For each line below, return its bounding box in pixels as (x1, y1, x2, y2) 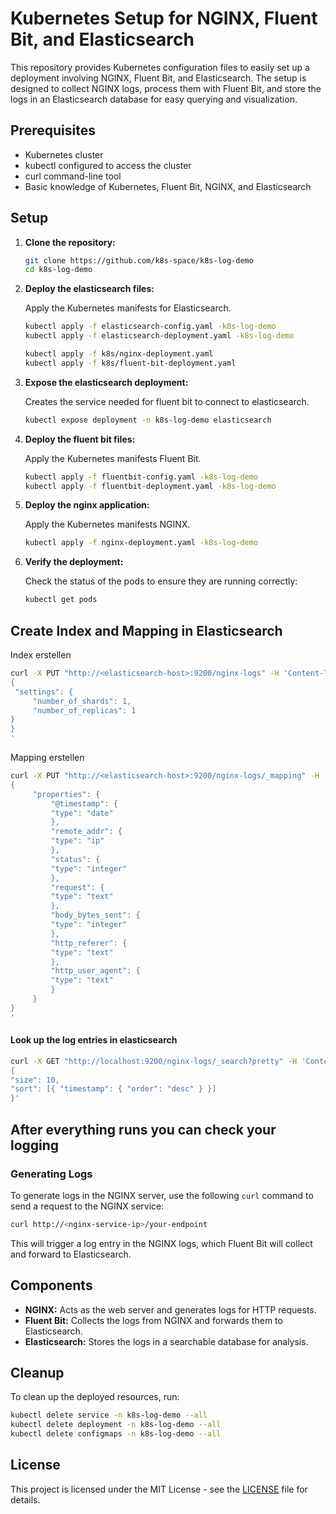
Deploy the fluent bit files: (24, 433, 136, 445)
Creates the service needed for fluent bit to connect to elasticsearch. (24, 395, 310, 407)
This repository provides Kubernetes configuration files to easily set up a (10, 61, 310, 73)
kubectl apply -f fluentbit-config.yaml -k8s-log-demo (24, 472, 259, 482)
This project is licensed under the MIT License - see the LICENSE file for (10, 1483, 308, 1495)
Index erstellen (10, 649, 72, 661)
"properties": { (32, 789, 101, 799)
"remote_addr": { (50, 827, 123, 837)
